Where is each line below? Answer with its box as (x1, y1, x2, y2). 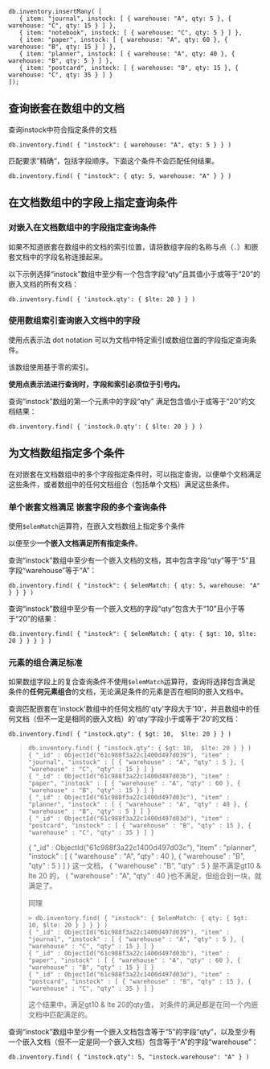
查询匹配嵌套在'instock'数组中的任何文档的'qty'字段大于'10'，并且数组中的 (8, 704, 253, 714)
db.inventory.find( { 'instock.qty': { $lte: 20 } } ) (8, 295, 196, 303)
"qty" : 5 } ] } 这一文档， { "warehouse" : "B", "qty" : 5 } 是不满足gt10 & (27, 861, 261, 871)
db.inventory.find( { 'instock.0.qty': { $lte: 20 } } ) (8, 423, 203, 431)
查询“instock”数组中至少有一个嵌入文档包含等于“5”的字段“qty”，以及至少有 (8, 1027, 256, 1037)
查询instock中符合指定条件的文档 (8, 125, 117, 134)
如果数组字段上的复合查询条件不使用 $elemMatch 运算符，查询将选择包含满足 (8, 677, 256, 687)
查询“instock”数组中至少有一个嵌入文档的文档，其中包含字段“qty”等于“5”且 (8, 555, 256, 565)
